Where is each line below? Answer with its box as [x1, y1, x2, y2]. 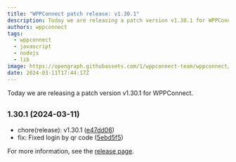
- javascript [13, 43, 52, 50]
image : [7, 63, 27, 70]
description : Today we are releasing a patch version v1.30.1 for [7, 17, 206, 24]
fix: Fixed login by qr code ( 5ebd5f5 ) [17, 133, 124, 142]
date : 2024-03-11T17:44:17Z [7, 69, 90, 76]
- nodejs [13, 50, 39, 57]
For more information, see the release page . [7, 147, 135, 156]
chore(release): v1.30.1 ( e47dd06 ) [17, 126, 114, 135]
